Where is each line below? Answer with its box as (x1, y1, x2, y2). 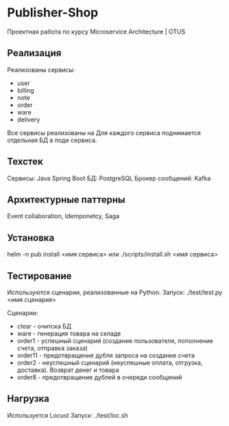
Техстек (7, 156, 43, 167)
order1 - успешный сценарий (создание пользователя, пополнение (16, 337, 214, 344)
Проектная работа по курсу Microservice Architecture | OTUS (7, 27, 186, 36)
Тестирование (7, 270, 72, 282)
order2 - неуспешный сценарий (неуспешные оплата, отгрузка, (16, 359, 203, 366)
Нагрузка (7, 393, 49, 405)
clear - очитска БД (16, 322, 72, 330)
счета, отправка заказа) (16, 344, 88, 352)
